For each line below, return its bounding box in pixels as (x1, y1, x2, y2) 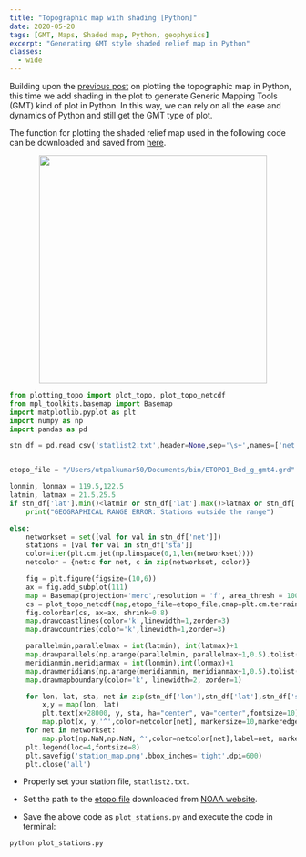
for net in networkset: (25, 726, 117, 735)
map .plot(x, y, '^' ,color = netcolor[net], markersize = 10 (42, 718, 255, 727)
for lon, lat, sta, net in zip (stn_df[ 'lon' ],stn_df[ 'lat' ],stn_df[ (25, 692, 291, 701)
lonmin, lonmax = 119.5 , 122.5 (9, 482, 125, 491)
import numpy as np (9, 416, 84, 425)
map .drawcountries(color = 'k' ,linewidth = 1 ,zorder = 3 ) (25, 625, 226, 635)
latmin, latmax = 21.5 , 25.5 (9, 490, 117, 500)
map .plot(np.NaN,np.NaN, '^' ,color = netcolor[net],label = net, (42, 734, 275, 743)
